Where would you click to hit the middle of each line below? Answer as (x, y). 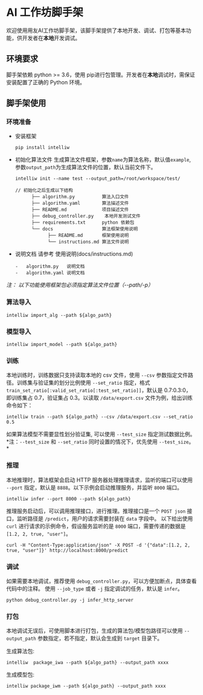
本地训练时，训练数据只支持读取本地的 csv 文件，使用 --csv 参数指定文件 (97, 375)
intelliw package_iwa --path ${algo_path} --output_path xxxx (88, 663)
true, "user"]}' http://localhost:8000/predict (67, 550)
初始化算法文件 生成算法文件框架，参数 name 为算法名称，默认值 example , (103, 160)
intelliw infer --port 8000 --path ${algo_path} (69, 499)
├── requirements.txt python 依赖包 (83, 223)
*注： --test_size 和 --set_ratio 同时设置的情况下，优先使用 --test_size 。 (100, 442)
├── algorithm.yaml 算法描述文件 (80, 204)
